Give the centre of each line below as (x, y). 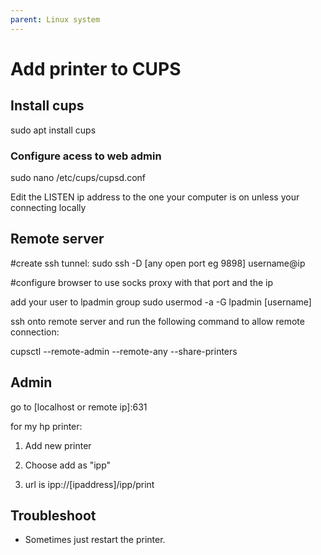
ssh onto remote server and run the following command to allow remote (157, 321)
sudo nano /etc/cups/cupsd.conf (78, 177)
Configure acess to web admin (86, 156)
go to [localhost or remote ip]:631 (79, 407)
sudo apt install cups (53, 130)
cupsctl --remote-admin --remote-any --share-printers (124, 351)
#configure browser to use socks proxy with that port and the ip (141, 282)
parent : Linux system (55, 19)
